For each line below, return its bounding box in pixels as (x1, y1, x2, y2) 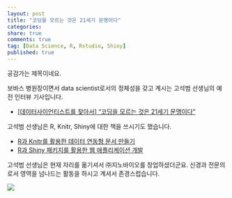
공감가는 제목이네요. (7, 69, 61, 77)
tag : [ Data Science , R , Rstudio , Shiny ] (7, 43, 127, 49)
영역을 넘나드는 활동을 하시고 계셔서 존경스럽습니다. (20, 169, 160, 178)
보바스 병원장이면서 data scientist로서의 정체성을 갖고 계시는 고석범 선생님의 (7, 84, 215, 92)
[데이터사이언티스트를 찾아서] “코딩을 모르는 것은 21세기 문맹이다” (17, 107, 196, 116)
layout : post (7, 10, 45, 17)
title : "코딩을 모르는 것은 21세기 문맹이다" (7, 17, 121, 24)
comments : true (7, 36, 52, 43)
